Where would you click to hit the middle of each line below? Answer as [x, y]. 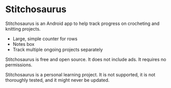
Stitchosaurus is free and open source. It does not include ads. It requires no [86, 59]
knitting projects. [23, 28]
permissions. [19, 65]
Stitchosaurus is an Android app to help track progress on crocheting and [82, 23]
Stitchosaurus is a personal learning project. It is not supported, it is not [80, 74]
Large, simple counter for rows [45, 39]
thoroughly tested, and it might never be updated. [57, 80]
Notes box [23, 44]
